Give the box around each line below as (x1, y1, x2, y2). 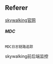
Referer (5, 4, 28, 12)
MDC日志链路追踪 (5, 44, 33, 50)
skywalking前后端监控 (5, 53, 49, 59)
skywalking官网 (5, 17, 36, 23)
